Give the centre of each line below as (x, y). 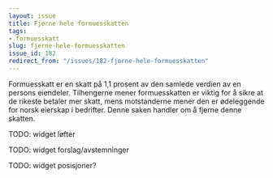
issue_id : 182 (32, 53)
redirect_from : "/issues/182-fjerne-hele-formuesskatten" (108, 61)
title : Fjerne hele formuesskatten (69, 23)
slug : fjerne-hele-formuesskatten (67, 46)
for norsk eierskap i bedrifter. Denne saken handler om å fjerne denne (125, 109)
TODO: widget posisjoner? (52, 165)
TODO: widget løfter (42, 133)
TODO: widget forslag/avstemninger (69, 150)
